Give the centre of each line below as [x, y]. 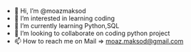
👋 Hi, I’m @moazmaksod [50, 11]
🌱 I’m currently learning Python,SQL [67, 26]
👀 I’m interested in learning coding [64, 18]
